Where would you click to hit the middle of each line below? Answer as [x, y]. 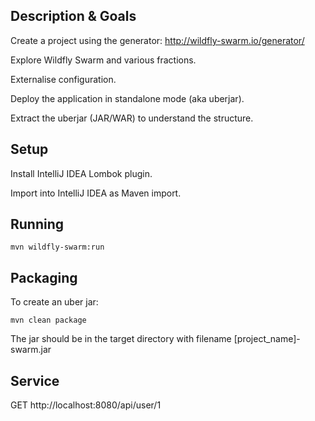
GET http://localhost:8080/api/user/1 [86, 405]
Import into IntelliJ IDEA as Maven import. [96, 193]
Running [37, 224]
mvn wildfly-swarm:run [57, 247]
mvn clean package [48, 320]
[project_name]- [267, 339]
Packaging [44, 277]
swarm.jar [31, 350]
